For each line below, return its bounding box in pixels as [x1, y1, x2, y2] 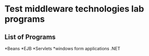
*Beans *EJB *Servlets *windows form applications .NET [4, 46, 120, 51]
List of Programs [4, 33, 56, 41]
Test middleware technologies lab [4, 3, 144, 14]
